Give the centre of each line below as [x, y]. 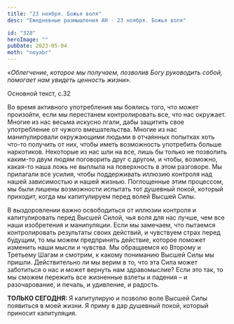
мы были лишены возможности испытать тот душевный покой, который [115, 189]
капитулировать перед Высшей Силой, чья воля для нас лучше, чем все [116, 217]
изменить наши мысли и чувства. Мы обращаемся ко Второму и [104, 247]
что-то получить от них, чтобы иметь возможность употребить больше [115, 144]
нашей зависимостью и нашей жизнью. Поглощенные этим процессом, [116, 182]
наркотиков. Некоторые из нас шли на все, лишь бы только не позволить [117, 152]
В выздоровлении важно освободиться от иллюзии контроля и [102, 210]
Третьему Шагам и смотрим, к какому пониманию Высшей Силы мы [111, 255]
